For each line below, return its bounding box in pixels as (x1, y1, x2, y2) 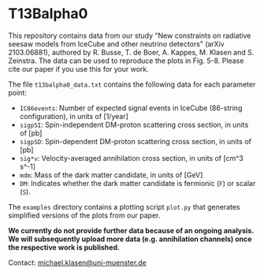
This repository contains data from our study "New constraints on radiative (8, 31, 251, 40)
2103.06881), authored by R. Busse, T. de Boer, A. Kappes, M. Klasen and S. (8, 47, 255, 57)
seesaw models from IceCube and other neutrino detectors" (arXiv (8, 39, 225, 48)
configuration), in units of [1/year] (19, 111, 128, 121)
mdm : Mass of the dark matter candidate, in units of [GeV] (19, 170, 203, 180)
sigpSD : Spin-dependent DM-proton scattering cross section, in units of (19, 136, 252, 146)
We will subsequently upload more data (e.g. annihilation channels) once (8, 234, 252, 243)
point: (8, 87, 28, 97)
